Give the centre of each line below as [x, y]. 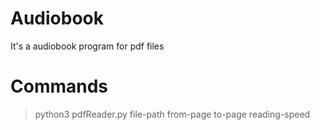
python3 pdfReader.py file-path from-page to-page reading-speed [172, 114]
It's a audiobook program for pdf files [87, 46]
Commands [59, 86]
